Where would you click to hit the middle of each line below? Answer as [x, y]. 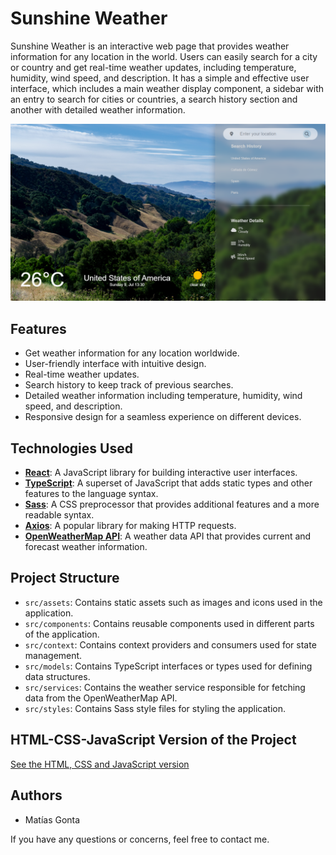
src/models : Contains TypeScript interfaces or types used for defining [168, 666]
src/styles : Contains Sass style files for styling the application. [155, 708]
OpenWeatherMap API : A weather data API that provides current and [168, 536]
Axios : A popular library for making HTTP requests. [130, 526]
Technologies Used [71, 448]
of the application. [62, 634]
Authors [36, 795]
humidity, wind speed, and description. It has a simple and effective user [160, 78]
